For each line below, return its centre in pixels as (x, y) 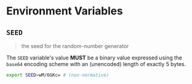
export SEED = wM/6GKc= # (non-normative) (58, 75)
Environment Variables (65, 11)
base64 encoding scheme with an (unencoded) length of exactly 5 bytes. (96, 64)
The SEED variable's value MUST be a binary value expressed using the (94, 58)
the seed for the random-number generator (75, 46)
